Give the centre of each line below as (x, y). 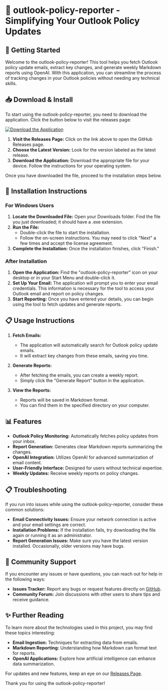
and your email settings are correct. (49, 525)
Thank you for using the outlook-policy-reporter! (55, 683)
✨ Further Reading (35, 616)
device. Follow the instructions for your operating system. (72, 165)
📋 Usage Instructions (40, 321)
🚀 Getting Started (33, 50)
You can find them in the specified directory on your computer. (85, 405)
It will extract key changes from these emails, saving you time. (84, 356)
